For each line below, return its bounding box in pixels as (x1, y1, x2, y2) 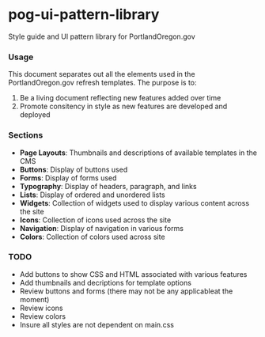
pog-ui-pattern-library (8, 6, 160, 24)
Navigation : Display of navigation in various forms (19, 223, 184, 233)
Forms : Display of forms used (19, 172, 117, 183)
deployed (19, 110, 51, 119)
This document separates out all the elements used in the (8, 70, 195, 79)
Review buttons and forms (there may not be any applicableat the (19, 286, 233, 296)
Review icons (19, 303, 63, 312)
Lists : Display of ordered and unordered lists (19, 190, 165, 199)
